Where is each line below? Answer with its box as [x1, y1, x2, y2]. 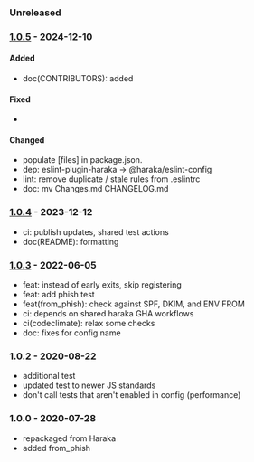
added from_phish [22, 442, 91, 453]
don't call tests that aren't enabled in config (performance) [22, 390, 241, 401]
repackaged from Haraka [22, 432, 117, 444]
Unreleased [9, 6, 61, 19]
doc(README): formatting [22, 236, 119, 247]
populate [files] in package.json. [22, 155, 143, 165]
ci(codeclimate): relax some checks [22, 318, 155, 329]
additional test [22, 371, 76, 382]
